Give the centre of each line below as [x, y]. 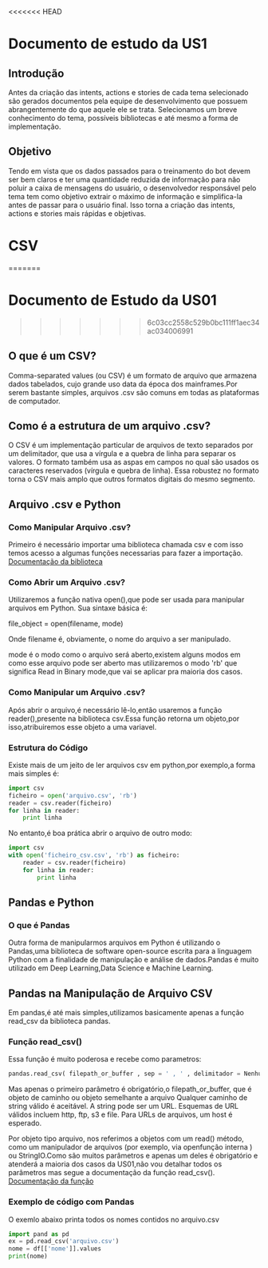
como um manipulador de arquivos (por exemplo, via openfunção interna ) [130, 1147]
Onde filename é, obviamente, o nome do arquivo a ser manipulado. [120, 639]
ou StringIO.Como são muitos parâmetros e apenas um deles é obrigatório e [133, 1156]
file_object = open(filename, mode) [66, 624]
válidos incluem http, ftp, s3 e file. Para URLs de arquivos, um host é [120, 1114]
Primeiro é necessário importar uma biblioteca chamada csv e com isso [126, 544]
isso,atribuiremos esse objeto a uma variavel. [83, 726]
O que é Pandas [39, 925]
